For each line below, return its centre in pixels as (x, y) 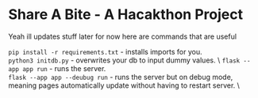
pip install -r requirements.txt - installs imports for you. (105, 51)
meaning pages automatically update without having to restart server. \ (124, 85)
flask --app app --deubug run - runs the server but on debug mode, (121, 77)
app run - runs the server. (64, 68)
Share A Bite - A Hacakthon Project (126, 15)
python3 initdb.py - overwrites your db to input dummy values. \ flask (124, 60)
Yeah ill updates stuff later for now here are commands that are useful (122, 36)
